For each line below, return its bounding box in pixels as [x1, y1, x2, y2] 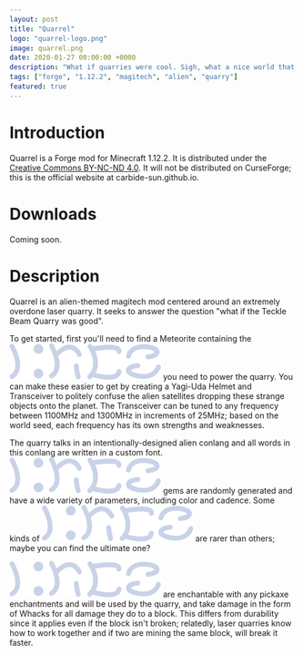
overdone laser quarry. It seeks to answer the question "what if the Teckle [9, 305, 287, 316]
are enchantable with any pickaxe [162, 588, 289, 599]
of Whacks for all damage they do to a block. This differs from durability [9, 608, 279, 619]
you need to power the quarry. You [162, 371, 294, 382]
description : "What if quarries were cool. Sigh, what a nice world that [9, 63, 296, 72]
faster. [9, 637, 34, 648]
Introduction [9, 122, 106, 143]
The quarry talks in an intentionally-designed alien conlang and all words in [9, 437, 291, 448]
